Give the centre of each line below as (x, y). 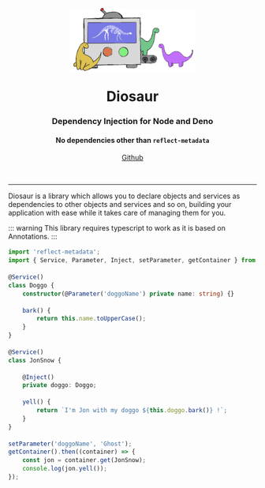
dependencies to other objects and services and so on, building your (120, 205)
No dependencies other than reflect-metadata (132, 140)
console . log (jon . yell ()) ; (65, 469)
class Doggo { (32, 285)
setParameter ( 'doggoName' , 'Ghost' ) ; (70, 444)
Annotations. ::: (33, 237)
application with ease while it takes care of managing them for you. (117, 213)
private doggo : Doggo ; (60, 385)
